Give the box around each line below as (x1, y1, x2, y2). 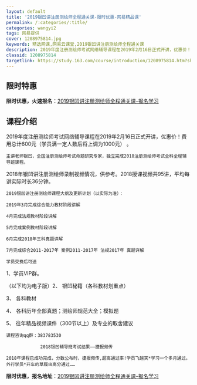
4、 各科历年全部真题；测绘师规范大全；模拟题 (6, 308, 119, 315)
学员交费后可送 (6, 259, 37, 265)
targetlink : (6, 58, 35, 63)
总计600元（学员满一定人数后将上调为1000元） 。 (11, 140, 132, 147)
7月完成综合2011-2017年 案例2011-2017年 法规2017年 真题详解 (6, 248, 145, 254)
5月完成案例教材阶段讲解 (6, 225, 57, 231)
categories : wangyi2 (6, 25, 57, 31)
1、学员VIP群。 (6, 270, 43, 277)
